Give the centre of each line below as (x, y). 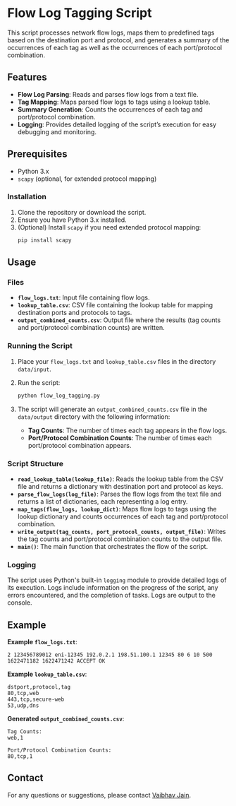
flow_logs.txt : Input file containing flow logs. (83, 297)
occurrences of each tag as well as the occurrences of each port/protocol (115, 47)
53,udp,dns (23, 706)
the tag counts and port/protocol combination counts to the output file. (120, 539)
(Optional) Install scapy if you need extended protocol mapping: (109, 227)
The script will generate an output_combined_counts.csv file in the (112, 409)
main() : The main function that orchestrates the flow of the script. (113, 546)
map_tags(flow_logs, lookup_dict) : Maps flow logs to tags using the (117, 509)
